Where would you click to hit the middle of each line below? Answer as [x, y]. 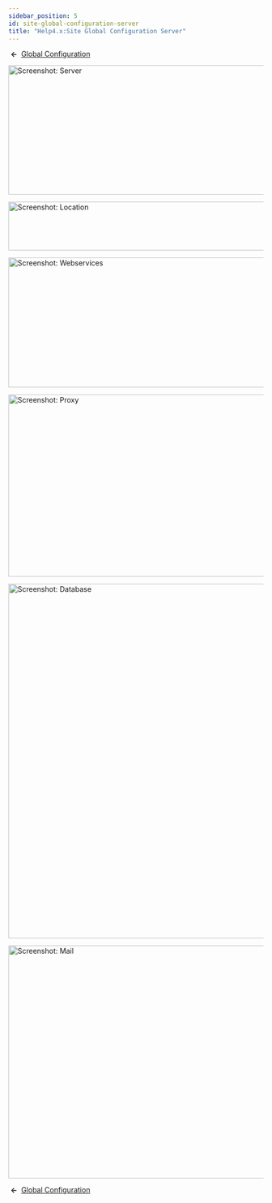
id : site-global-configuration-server [74, 24]
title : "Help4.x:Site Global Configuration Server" [97, 31]
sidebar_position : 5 [43, 16]
